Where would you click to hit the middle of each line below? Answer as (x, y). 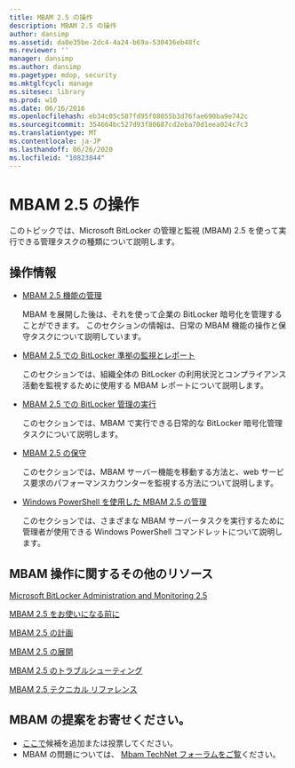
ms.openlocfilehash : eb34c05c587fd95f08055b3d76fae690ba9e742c (129, 116)
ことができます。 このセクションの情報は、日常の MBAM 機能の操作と (150, 326)
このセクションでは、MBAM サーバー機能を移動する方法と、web (140, 472)
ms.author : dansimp (45, 67)
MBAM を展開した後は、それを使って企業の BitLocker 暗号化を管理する (152, 314)
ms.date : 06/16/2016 (48, 108)
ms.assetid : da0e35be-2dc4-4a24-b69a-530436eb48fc (105, 42)
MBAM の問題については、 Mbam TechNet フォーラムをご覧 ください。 (151, 754)
